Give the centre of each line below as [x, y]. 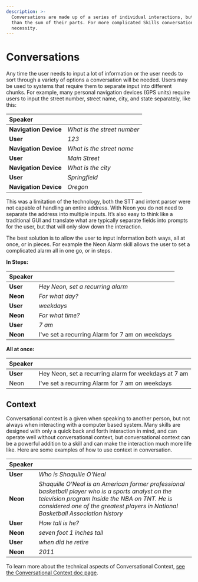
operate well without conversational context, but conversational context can [98, 437]
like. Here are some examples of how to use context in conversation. [89, 450]
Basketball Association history [81, 513]
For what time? [59, 315]
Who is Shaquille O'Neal [72, 474]
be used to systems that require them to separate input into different [89, 86]
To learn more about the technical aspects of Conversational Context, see [96, 566]
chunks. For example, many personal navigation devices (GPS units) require [98, 93]
